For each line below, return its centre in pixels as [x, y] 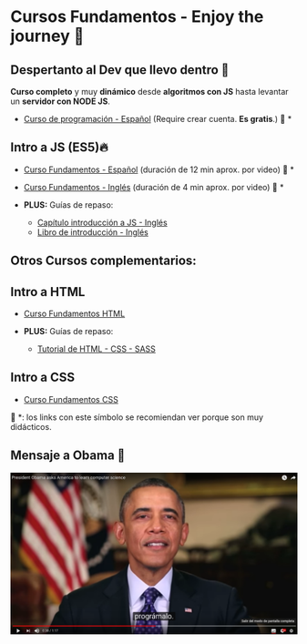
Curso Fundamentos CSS [71, 399]
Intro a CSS [43, 378]
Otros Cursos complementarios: [103, 261]
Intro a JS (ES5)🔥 [59, 148]
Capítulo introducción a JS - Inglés [102, 222]
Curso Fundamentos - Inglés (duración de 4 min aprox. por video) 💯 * [154, 187]
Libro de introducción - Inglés [92, 232]
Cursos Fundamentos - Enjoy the [137, 17]
